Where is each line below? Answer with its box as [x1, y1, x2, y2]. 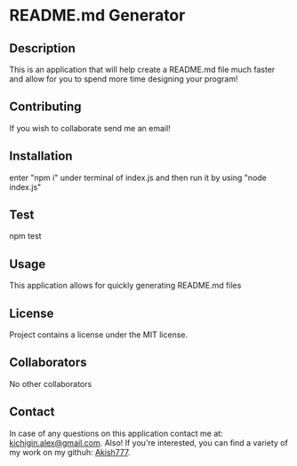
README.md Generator [9, 5, 186, 26]
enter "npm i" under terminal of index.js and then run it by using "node [9, 172, 267, 183]
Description [9, 41, 76, 56]
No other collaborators [9, 378, 92, 389]
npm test [9, 231, 42, 241]
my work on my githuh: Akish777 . [9, 446, 131, 457]
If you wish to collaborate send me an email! [9, 122, 171, 133]
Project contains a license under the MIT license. [9, 329, 189, 340]
